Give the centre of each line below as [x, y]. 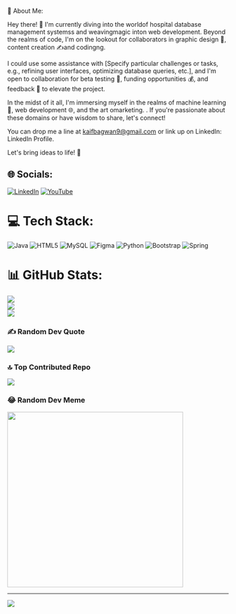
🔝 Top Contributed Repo [49, 367]
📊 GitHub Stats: [55, 275]
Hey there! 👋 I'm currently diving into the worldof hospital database [104, 24]
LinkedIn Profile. [31, 139]
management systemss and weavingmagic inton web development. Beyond [117, 32]
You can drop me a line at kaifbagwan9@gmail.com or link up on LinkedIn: [115, 131]
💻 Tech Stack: [51, 221]
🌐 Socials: [30, 174]
